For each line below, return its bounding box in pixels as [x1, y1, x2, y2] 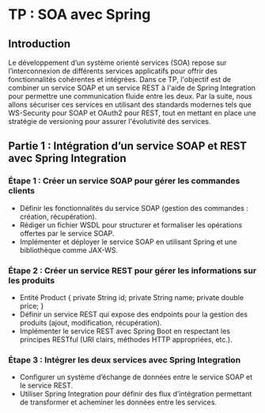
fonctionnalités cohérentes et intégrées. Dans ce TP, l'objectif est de [8, 75, 232, 84]
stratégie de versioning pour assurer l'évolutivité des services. [8, 117, 211, 126]
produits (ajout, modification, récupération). [19, 317, 162, 327]
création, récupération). [19, 212, 97, 221]
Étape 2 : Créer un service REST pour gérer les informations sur [8, 265, 257, 276]
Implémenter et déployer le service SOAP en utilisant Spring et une [19, 237, 237, 246]
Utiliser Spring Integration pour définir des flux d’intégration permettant [19, 389, 252, 399]
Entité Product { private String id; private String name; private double [19, 292, 244, 302]
